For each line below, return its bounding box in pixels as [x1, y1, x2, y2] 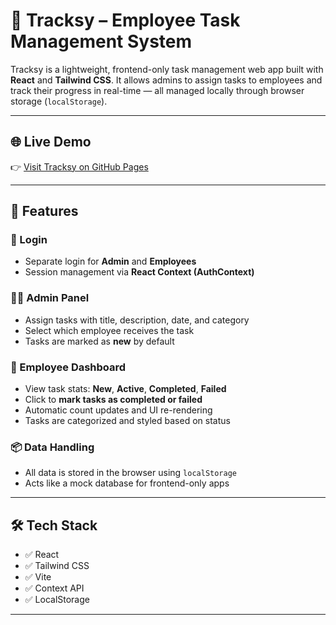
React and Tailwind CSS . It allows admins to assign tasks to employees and [10, 74, 323, 86]
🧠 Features [10, 203, 79, 220]
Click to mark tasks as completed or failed [24, 394, 203, 406]
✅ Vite [24, 571, 52, 583]
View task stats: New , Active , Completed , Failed [24, 383, 227, 395]
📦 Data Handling [10, 440, 95, 454]
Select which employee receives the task [24, 324, 195, 336]
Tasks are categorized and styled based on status [24, 415, 231, 427]
